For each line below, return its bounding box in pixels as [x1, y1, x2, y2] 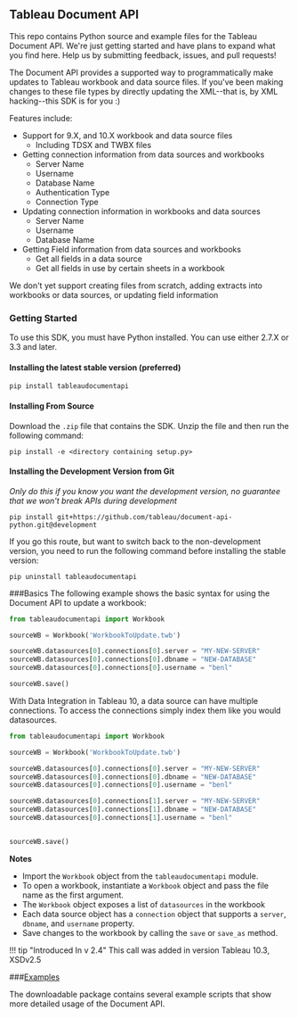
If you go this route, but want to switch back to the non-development [9, 535, 262, 547]
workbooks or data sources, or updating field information [9, 289, 219, 300]
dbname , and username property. [21, 918, 135, 929]
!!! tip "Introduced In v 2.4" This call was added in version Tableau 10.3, [9, 945, 270, 956]
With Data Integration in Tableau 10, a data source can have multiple [9, 695, 259, 706]
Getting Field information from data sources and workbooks [21, 244, 242, 254]
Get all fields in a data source [35, 253, 142, 264]
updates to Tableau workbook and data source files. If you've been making [9, 76, 284, 87]
